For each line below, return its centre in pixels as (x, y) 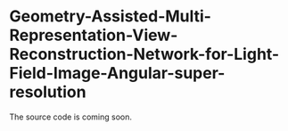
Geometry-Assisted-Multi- (111, 16)
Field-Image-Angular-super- (117, 74)
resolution (48, 92)
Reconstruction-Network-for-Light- (144, 54)
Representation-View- (94, 35)
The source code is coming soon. (70, 117)
